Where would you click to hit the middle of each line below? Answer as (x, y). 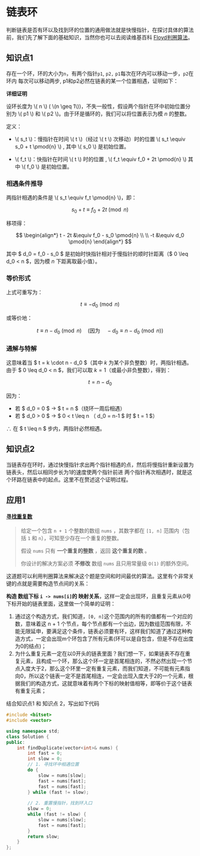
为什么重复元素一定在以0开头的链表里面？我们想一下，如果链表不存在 (100, 654)
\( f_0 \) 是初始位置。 (47, 166)
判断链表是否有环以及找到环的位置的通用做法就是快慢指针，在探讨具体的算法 (100, 30)
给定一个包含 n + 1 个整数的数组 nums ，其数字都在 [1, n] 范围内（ (102, 531)
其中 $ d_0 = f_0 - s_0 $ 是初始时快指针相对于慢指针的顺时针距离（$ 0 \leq (97, 253)
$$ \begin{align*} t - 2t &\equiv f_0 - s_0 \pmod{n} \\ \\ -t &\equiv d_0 (100, 235)
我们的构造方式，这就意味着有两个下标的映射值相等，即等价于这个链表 (106, 684)
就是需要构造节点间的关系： (56, 584)
